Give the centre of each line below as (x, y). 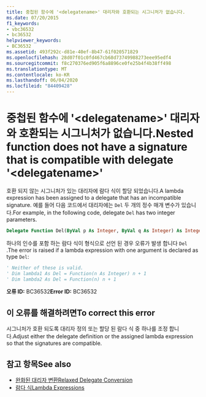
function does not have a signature (97, 147)
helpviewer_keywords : (34, 40)
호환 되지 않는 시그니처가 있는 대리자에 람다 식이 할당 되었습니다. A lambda (95, 191)
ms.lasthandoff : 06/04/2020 (42, 80)
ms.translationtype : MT (37, 69)
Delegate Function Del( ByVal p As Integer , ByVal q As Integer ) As (94, 230)
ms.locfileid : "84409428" (39, 86)
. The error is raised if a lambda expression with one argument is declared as (102, 250)
